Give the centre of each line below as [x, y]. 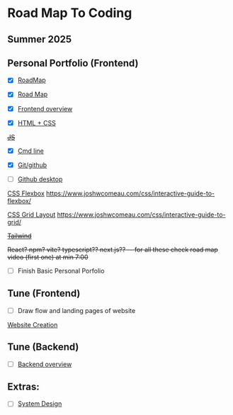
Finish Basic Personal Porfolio [61, 271]
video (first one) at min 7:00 [48, 257]
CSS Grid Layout [32, 215]
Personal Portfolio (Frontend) [73, 63]
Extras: [24, 387]
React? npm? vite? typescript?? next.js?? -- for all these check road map [113, 249]
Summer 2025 [40, 39]
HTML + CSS [37, 123]
